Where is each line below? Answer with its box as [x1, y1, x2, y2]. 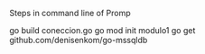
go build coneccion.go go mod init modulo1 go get [9, 25, 196, 35]
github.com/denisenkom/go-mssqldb [9, 35, 148, 45]
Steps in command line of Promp [9, 8, 131, 18]
